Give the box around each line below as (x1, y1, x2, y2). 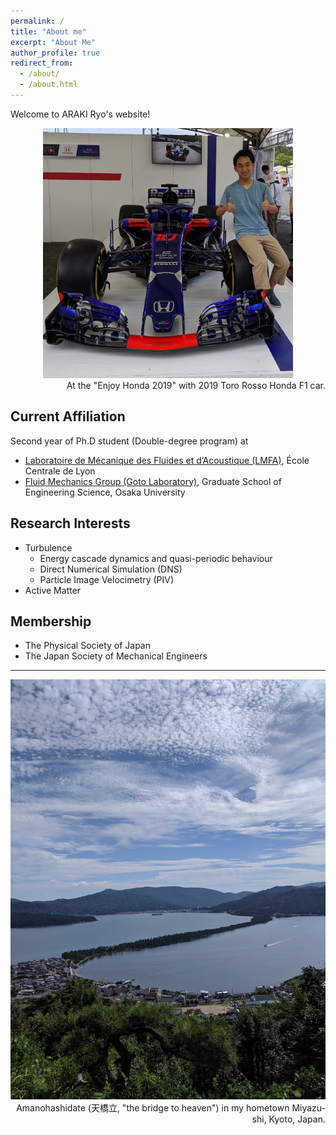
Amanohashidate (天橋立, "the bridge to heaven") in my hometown (16, 1102, 290, 1114)
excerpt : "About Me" (10, 37, 97, 47)
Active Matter (24, 584, 82, 596)
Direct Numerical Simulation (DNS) (39, 563, 183, 575)
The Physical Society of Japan (24, 640, 151, 652)
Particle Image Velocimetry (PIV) (39, 573, 175, 585)
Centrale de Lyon (24, 465, 96, 477)
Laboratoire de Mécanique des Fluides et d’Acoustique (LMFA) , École (24, 454, 310, 466)
